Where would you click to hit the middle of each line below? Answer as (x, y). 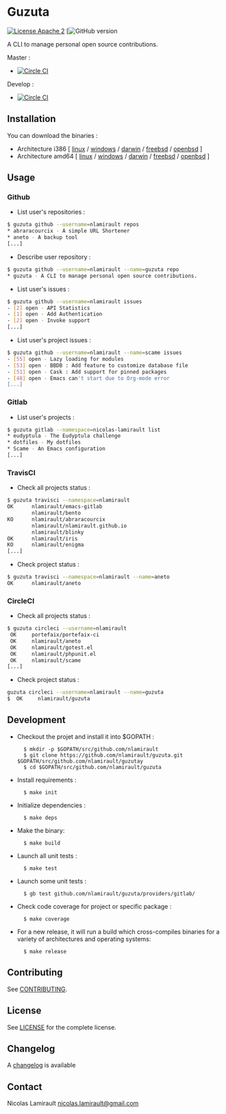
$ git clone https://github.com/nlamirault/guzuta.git (103, 755)
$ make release (45, 951)
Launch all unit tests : (47, 855)
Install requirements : (47, 780)
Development (37, 720)
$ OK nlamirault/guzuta (49, 699)
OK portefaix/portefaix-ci (54, 635)
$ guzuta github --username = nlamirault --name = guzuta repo (93, 269)
